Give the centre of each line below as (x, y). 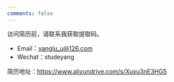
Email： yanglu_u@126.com (55, 48)
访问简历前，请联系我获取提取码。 (55, 33)
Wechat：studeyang (45, 57)
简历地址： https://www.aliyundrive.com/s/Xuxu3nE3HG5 (87, 71)
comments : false (30, 13)
